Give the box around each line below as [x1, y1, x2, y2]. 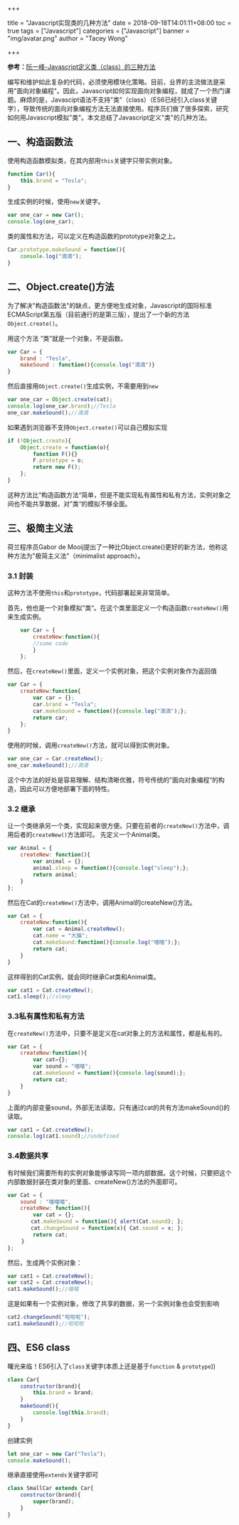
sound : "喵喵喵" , [20, 1198, 72, 1206]
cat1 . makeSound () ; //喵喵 [7, 1285, 79, 1293]
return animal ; [33, 871, 78, 878]
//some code [33, 639, 69, 647]
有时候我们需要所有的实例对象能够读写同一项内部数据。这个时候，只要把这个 [7, 1168, 232, 1177]
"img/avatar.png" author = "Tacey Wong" [7, 34, 128, 43]
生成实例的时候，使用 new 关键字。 [7, 197, 105, 206]
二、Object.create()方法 [7, 281, 115, 293]
